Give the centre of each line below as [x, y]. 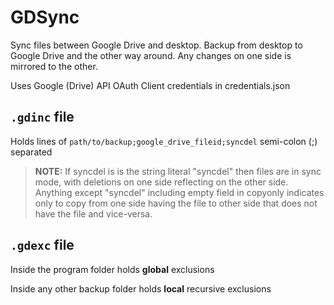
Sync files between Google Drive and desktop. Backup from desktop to [156, 45]
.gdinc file [42, 117]
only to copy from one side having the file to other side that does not [176, 203]
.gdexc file [42, 245]
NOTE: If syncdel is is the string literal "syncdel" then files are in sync [178, 171]
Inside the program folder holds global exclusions [112, 269]
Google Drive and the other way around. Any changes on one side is [151, 55]
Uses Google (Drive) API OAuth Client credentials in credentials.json [150, 85]
